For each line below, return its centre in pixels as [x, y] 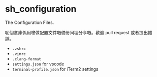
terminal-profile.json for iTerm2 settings [55, 69]
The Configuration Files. [30, 22]
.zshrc [19, 49]
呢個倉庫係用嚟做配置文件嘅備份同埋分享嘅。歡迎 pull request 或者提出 [77, 32]
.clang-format [27, 59]
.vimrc [19, 54]
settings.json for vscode [38, 64]
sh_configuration [41, 9]
